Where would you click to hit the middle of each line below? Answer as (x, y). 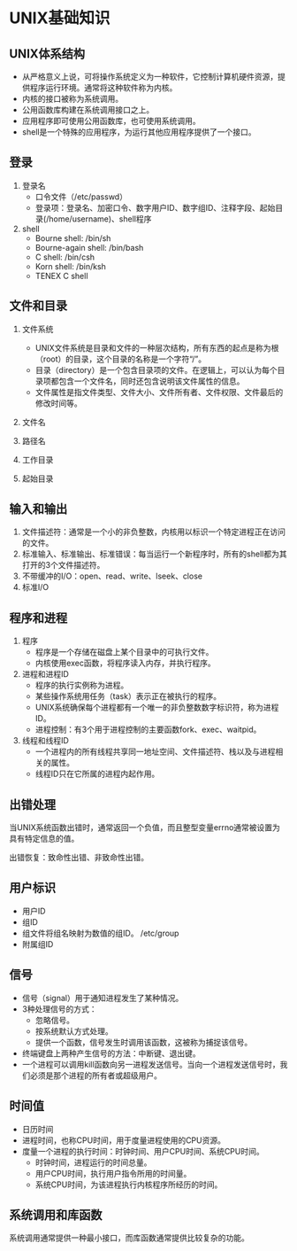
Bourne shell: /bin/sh (73, 238)
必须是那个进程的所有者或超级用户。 (95, 1075)
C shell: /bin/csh (65, 257)
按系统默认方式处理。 (74, 1031)
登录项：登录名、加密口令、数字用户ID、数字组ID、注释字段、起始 (155, 207)
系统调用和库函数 (56, 1215)
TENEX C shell (61, 276)
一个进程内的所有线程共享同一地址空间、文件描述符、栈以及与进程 (155, 752)
